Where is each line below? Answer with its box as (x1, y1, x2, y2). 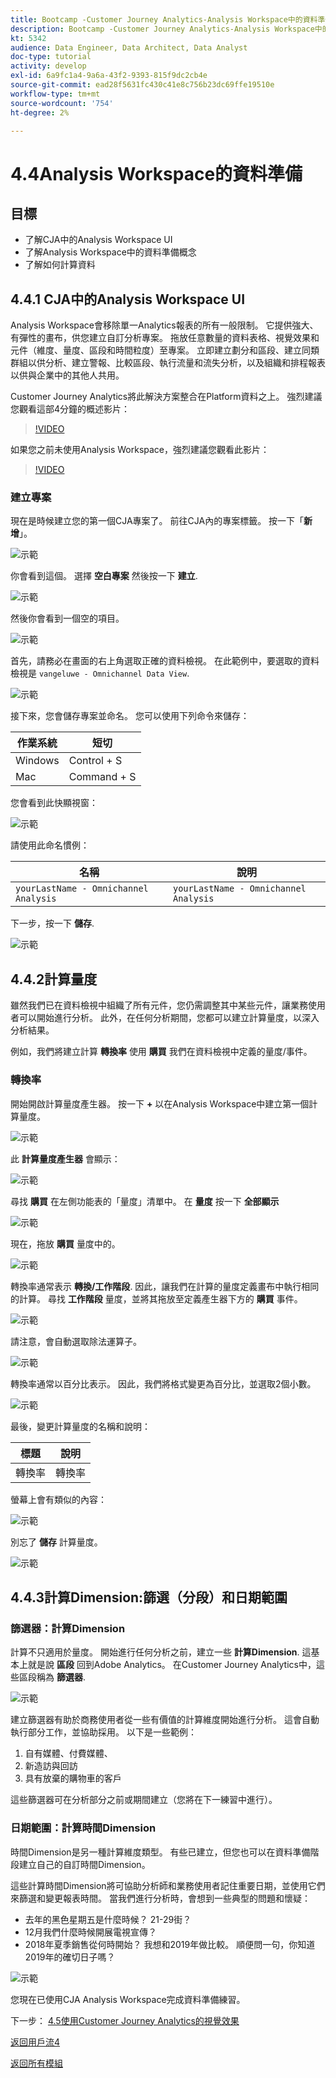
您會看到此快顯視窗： (10, 797, 98, 809)
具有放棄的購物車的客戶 (24, 1772, 122, 1785)
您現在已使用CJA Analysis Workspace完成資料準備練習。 (10, 1993, 246, 2005)
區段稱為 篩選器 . (18, 1671, 86, 1683)
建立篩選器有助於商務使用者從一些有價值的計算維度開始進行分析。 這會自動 (10, 1714, 320, 1726)
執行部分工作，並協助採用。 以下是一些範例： (10, 1726, 197, 1738)
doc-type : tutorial (10, 52, 92, 62)
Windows (15, 754, 60, 768)
